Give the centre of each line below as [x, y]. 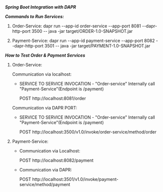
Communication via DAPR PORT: [45, 108]
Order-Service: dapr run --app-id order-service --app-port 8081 [76, 26]
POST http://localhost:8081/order [53, 98]
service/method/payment [45, 184]
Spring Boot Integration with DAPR [41, 7]
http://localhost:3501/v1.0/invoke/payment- [75, 179]
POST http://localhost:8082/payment [56, 160]
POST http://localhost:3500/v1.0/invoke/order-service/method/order [88, 132]
